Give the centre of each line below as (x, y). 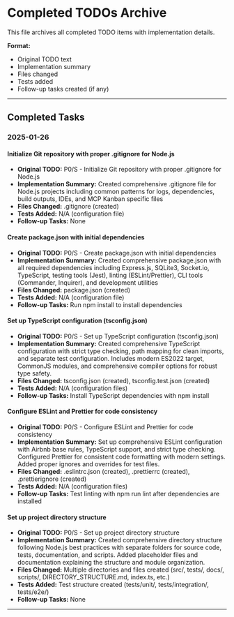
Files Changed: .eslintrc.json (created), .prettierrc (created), (103, 472)
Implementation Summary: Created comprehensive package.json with (119, 260)
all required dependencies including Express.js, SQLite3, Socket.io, (113, 267)
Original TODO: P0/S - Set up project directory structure (98, 533)
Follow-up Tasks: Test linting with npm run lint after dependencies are (118, 494)
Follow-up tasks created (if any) (63, 89)
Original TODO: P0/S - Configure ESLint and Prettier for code (105, 427)
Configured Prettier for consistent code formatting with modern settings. (121, 457)
